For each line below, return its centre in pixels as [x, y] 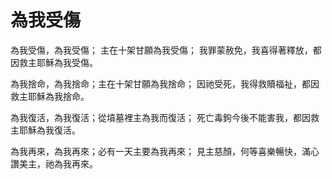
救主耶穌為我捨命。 [50, 96]
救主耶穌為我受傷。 [58, 62]
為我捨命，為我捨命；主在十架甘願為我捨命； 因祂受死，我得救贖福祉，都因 [165, 83]
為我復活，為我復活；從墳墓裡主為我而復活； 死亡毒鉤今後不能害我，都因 [160, 117]
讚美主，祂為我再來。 [54, 163]
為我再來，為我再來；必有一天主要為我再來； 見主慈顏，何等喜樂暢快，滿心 [165, 151]
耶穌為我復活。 [49, 130]
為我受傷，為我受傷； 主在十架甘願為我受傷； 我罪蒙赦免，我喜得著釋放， [161, 50]
